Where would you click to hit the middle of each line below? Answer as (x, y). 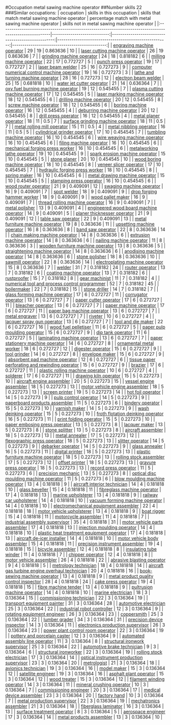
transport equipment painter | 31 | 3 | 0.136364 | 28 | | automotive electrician (85, 603)
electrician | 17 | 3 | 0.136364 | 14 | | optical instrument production (74, 657)
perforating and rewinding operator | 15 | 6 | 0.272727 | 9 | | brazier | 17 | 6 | (84, 365)
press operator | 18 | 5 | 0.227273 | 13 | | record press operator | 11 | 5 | (79, 468)
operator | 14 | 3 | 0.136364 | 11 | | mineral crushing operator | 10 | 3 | (77, 684)
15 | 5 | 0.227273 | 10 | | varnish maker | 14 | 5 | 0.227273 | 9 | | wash (77, 408)
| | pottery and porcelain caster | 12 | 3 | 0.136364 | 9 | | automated (75, 636)
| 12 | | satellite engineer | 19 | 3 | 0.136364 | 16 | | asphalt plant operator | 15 (84, 674)
